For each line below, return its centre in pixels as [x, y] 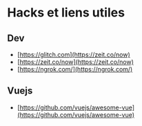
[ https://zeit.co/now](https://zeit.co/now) [75, 62]
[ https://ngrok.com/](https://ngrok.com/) [75, 69]
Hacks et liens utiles [66, 13]
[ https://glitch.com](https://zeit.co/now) [74, 54]
